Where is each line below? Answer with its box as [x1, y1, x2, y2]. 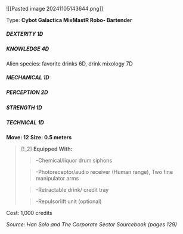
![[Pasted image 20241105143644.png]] [6, 5, 104, 12]
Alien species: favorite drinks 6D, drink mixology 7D [6, 60, 133, 67]
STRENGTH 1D [6, 104, 43, 111]
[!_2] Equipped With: [20, 145, 73, 152]
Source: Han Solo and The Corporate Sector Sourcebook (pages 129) [6, 221, 178, 228]
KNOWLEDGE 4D [6, 45, 49, 52]
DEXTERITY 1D [6, 30, 44, 38]
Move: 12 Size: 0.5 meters [6, 134, 72, 141]
